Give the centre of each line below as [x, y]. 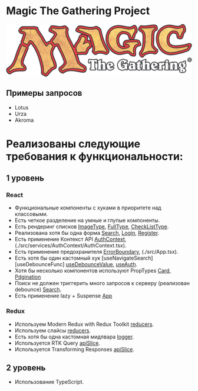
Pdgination [28, 277]
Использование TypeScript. [49, 382]
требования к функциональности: [95, 156]
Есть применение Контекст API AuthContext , [70, 239]
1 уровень [25, 178]
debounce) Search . [38, 290]
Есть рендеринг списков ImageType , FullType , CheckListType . [92, 227]
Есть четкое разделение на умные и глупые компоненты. [87, 221]
